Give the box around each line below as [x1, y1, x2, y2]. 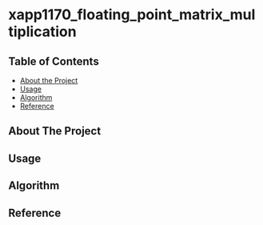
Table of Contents [8, 54, 100, 68]
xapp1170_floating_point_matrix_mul [8, 6, 256, 24]
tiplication [8, 22, 78, 41]
